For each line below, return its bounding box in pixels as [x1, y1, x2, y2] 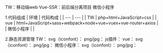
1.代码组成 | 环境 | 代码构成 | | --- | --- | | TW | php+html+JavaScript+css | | [5, 15, 157, 20]
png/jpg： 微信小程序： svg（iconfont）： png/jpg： [33, 42, 138, 48]
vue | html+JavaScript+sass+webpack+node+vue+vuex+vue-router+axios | [5, 20, 159, 26]
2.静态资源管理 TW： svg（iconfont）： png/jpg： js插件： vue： [5, 36, 135, 42]
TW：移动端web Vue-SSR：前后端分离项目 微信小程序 [5, 4, 115, 10]
